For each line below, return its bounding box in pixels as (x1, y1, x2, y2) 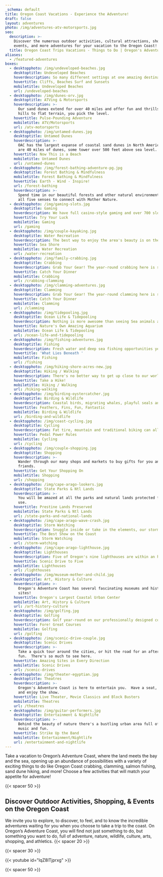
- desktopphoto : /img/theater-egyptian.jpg (9, 672, 98, 677)
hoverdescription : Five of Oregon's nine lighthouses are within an (14, 554, 155, 559)
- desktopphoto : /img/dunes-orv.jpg (9, 93, 83, 98)
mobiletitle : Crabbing (14, 274, 60, 279)
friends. (17, 464, 36, 469)
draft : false (5, 16, 32, 21)
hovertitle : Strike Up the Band (14, 731, 79, 735)
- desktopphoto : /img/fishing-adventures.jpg (9, 337, 103, 342)
